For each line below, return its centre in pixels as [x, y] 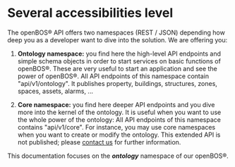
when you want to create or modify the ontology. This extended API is [119, 135]
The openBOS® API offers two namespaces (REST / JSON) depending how [116, 32]
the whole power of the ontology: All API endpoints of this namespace [119, 119]
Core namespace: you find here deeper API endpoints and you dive [116, 104]
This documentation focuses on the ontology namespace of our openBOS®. [118, 156]
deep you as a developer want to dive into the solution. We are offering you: [117, 39]
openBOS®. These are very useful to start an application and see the [117, 68]
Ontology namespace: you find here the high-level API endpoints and [119, 54]
